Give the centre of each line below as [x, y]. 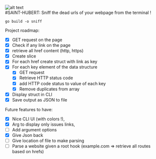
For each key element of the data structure [55, 67]
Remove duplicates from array [49, 89]
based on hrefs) [28, 152]
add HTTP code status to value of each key [62, 83]
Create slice [24, 56]
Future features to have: [29, 109]
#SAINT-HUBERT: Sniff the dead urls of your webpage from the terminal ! [78, 13]
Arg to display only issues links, [43, 124]
